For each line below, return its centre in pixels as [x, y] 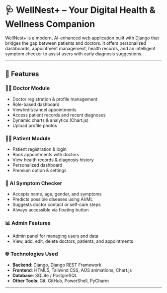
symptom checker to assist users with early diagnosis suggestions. [74, 54]
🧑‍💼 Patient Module [28, 138]
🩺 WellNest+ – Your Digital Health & [80, 10]
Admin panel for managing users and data [55, 236]
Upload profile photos [35, 125]
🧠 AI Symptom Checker [34, 183]
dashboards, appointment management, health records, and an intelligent [80, 48]
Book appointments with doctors [46, 154]
